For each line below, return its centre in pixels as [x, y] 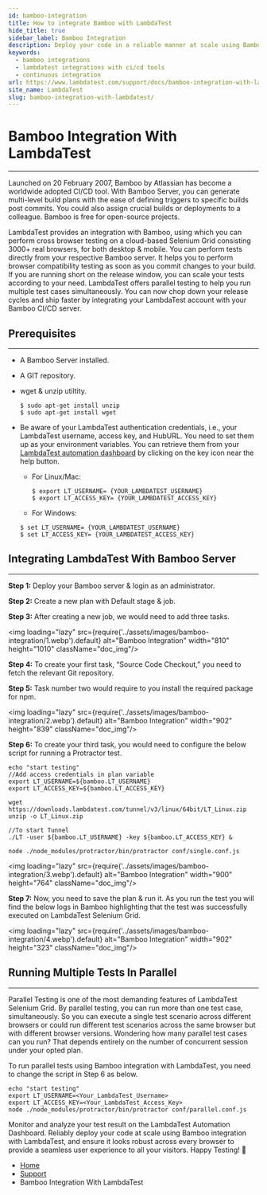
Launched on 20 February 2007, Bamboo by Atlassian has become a [120, 183]
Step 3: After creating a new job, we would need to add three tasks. [119, 616]
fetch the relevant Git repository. [61, 672]
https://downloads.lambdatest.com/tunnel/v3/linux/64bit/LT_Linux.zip [128, 809]
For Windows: [54, 513]
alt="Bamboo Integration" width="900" [168, 874]
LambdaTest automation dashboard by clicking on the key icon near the [137, 453]
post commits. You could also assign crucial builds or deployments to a [124, 209]
